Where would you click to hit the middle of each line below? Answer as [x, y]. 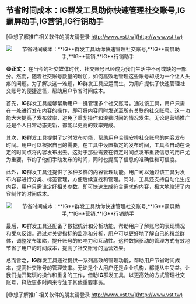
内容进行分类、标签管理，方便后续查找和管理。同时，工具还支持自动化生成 [100, 179]
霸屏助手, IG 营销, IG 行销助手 [55, 21]
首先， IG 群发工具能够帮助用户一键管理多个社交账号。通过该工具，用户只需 [96, 103]
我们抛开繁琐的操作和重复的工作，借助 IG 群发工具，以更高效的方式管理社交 [96, 275]
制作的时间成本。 [32, 194]
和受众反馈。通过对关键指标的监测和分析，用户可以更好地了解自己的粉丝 [93, 233]
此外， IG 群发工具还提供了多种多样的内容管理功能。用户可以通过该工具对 [93, 172]
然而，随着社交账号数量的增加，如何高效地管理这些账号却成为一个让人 [100, 76]
